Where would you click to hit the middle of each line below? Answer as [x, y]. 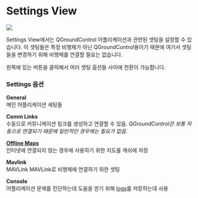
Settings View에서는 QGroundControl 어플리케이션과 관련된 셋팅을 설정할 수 [96, 39]
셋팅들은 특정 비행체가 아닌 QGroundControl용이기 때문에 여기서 [105, 47]
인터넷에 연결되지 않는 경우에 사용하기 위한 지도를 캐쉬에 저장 [77, 150]
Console [17, 181]
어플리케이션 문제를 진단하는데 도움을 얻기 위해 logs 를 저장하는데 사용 [87, 188]
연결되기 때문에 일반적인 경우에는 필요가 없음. [74, 131]
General [16, 98]
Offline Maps [23, 143]
